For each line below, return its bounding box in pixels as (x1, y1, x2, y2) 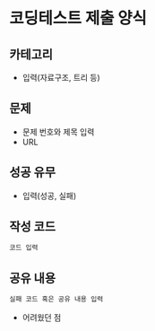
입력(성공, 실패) (22, 190, 77, 201)
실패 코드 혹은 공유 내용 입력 (9, 295, 104, 304)
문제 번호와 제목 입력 (22, 126, 95, 137)
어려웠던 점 (22, 312, 62, 323)
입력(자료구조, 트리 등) (22, 73, 100, 83)
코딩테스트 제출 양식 (9, 8, 148, 29)
